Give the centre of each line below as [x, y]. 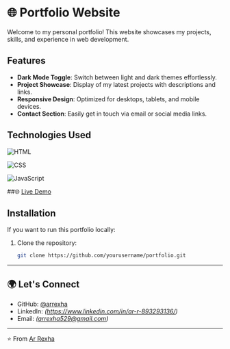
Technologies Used [49, 135]
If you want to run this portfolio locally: [61, 230]
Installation [31, 213]
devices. [29, 106]
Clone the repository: [47, 243]
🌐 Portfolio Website [64, 13]
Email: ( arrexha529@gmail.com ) [63, 319]
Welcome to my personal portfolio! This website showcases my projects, [109, 31]
